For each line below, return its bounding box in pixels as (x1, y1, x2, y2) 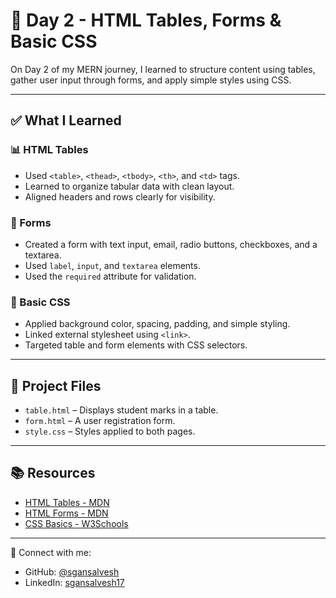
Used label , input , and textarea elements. (24, 259, 201, 271)
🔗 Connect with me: (10, 546, 92, 558)
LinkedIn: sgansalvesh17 (24, 576, 125, 588)
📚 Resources (10, 465, 96, 482)
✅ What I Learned (10, 112, 122, 129)
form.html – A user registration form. (24, 415, 176, 427)
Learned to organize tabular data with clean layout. (24, 180, 235, 192)
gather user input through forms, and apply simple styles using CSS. (10, 74, 292, 86)
